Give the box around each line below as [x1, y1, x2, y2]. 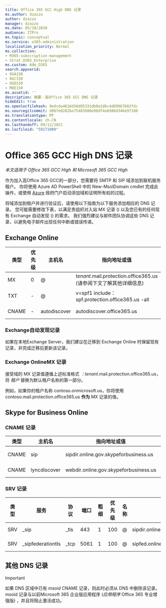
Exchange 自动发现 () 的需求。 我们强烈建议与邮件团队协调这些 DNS [10, 213, 149, 219]
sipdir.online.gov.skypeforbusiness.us [65, 451, 154, 458]
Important [5, 575, 25, 581]
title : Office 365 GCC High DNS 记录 [5, 7, 82, 12]
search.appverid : [5, 67, 41, 72]
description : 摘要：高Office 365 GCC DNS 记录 [5, 94, 98, 99]
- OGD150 [5, 81, 23, 86]
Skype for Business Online [5, 409, 88, 417]
